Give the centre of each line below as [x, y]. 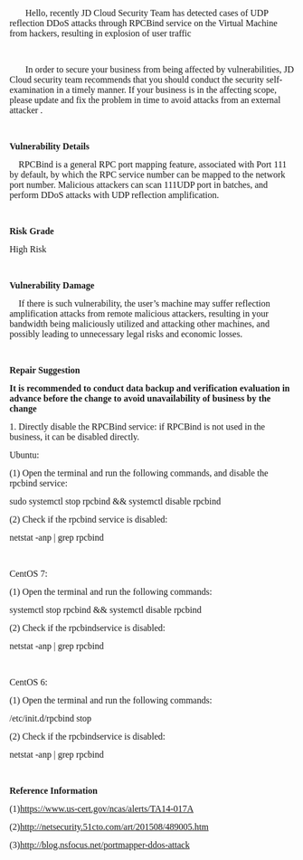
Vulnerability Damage [52, 285]
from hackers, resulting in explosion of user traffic [100, 33]
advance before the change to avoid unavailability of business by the [140, 398]
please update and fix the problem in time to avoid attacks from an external [145, 100]
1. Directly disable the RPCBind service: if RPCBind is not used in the [137, 427]
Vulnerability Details [50, 146]
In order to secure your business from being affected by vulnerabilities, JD [160, 70]
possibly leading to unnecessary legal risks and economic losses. [126, 334]
